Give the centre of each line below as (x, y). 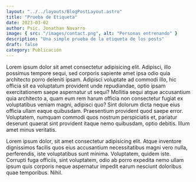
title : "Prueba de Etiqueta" (42, 17)
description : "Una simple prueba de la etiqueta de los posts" (85, 39)
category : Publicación (34, 50)
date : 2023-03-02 (27, 22)
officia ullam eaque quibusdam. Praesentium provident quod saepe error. (95, 110)
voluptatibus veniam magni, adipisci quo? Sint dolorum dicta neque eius (93, 105)
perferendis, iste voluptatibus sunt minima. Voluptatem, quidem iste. (89, 154)
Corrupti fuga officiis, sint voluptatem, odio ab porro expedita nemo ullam (95, 160)
